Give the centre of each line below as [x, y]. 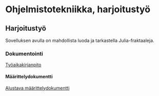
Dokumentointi [24, 54]
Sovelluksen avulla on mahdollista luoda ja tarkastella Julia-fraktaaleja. [80, 40]
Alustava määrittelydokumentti [37, 88]
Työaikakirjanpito [23, 65]
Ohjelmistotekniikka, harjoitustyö [78, 9]
